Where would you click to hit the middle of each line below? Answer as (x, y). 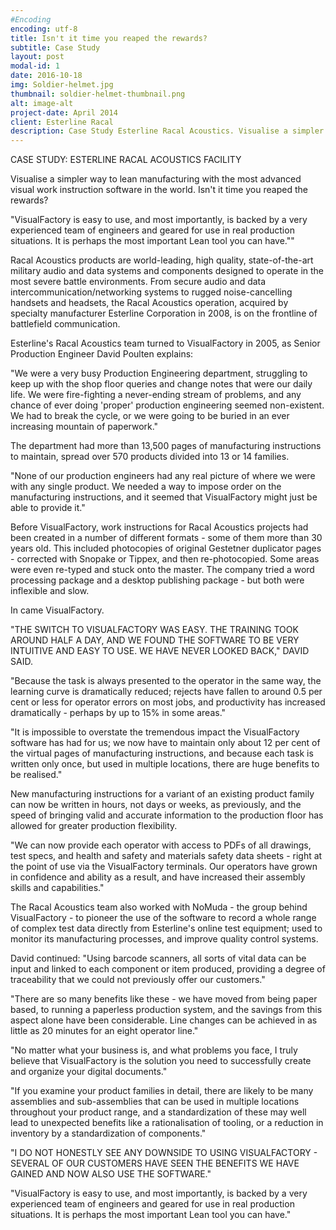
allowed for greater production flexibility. (94, 826)
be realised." (36, 775)
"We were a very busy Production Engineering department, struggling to (159, 373)
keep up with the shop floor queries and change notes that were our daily (161, 384)
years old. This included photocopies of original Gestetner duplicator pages (166, 548)
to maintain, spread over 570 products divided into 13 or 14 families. (150, 457)
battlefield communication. (65, 324)
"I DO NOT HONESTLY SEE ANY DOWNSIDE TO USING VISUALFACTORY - (164, 1153)
